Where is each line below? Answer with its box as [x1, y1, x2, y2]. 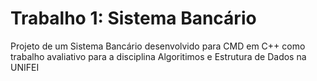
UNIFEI [10, 61, 40, 73]
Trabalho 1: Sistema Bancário [10, 7, 257, 30]
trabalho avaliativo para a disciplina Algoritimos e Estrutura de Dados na [10, 50, 307, 62]
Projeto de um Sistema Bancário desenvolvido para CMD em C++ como [10, 40, 306, 52]
